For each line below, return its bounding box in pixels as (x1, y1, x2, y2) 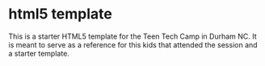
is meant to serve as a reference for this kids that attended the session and (8, 39, 258, 49)
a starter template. (8, 48, 70, 58)
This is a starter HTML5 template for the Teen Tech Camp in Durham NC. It (8, 31, 257, 41)
